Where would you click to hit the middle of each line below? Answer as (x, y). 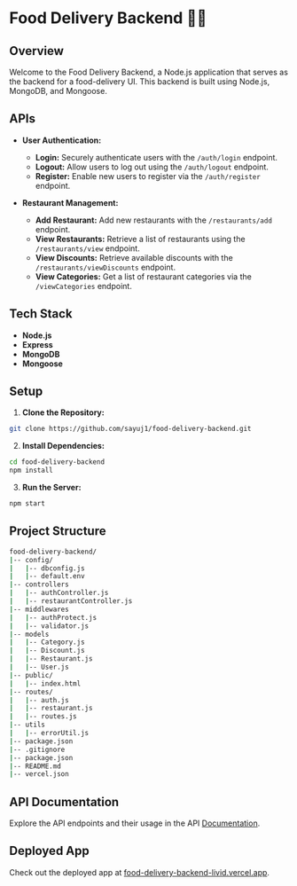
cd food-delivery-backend (57, 462)
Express (37, 344)
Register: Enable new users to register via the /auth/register (148, 176)
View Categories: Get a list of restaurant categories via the (144, 276)
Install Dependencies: (63, 446)
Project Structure (58, 531)
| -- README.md (35, 766)
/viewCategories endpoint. (84, 286)
